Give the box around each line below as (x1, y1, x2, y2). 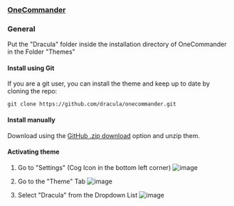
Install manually (7, 115, 55, 125)
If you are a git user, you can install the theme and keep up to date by (7, 79, 211, 88)
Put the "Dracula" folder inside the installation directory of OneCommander (7, 40, 228, 49)
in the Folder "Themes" (7, 47, 76, 56)
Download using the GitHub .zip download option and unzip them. (7, 131, 201, 139)
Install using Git (7, 64, 55, 72)
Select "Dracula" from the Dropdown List (17, 190, 138, 199)
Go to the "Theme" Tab (17, 177, 86, 185)
